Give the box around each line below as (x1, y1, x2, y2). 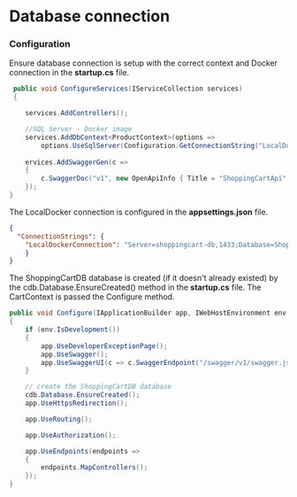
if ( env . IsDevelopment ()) (25, 325, 121, 334)
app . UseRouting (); (25, 415, 93, 423)
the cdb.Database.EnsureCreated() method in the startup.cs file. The (9, 282, 262, 293)
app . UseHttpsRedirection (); (25, 399, 128, 408)
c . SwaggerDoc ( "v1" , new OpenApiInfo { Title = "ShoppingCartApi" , (41, 175, 291, 183)
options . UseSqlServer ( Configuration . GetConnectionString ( (41, 141, 259, 150)
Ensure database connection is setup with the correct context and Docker (9, 58, 278, 68)
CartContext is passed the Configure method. (9, 291, 175, 302)
